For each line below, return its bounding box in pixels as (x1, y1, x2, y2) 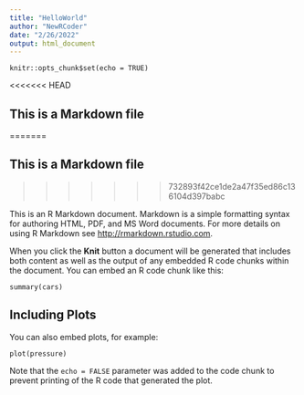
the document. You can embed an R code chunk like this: (9, 265, 224, 275)
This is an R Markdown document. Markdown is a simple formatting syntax (9, 208, 290, 219)
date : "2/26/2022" (9, 30, 79, 39)
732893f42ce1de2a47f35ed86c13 (168, 181, 296, 192)
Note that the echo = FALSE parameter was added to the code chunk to (9, 365, 275, 376)
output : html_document (9, 38, 96, 48)
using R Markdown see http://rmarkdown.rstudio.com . (9, 227, 213, 238)
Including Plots (9, 307, 97, 323)
